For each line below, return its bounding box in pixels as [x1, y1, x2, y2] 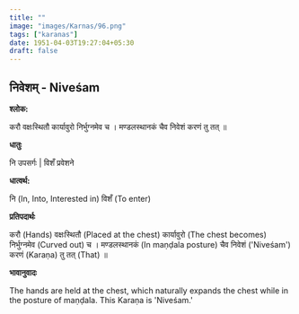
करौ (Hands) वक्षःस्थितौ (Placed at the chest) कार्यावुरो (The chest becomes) [9, 229, 268, 240]
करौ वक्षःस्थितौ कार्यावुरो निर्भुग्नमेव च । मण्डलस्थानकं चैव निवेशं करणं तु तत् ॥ [9, 121, 227, 132]
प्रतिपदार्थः [9, 211, 36, 222]
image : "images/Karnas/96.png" [9, 22, 127, 31]
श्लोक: [9, 103, 29, 114]
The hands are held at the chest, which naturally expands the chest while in [9, 284, 289, 296]
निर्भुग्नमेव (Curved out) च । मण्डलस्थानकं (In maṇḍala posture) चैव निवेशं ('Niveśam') [9, 239, 292, 249]
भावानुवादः [9, 266, 38, 278]
